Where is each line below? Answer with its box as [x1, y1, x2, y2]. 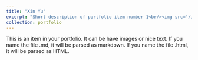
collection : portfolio [6, 19, 62, 25]
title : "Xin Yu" [6, 8, 46, 15]
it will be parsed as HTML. [6, 48, 70, 55]
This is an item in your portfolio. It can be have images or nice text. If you [6, 36, 183, 43]
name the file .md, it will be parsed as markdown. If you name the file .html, [6, 41, 189, 48]
